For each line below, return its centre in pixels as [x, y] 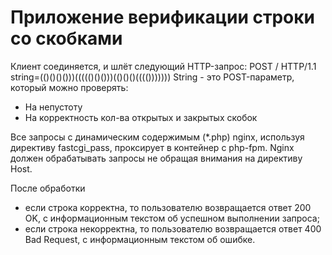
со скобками [66, 38]
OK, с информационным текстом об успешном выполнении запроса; [172, 218]
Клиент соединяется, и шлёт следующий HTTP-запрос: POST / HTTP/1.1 [163, 66]
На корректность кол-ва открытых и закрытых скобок [141, 117]
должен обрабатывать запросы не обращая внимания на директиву [156, 158]
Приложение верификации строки [163, 17]
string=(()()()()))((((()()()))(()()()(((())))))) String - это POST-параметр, [152, 77]
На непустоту [53, 107]
